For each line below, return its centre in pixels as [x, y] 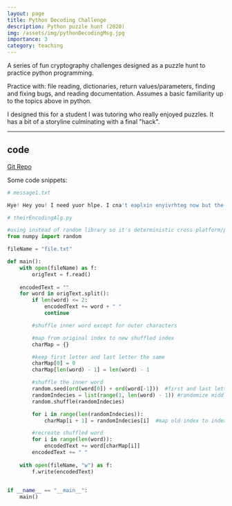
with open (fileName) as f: [58, 268]
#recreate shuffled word [68, 433]
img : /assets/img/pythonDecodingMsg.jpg [66, 33]
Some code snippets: [37, 180]
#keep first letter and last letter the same [99, 357]
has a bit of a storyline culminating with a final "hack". [84, 121]
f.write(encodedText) [63, 471]
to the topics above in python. [49, 101]
